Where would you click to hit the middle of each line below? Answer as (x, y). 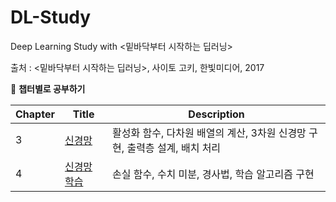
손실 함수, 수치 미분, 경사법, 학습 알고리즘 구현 (213, 174)
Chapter (35, 114)
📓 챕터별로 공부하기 (48, 88)
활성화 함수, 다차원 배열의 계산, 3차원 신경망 (209, 133)
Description (216, 114)
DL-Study (51, 17)
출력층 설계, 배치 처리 (174, 148)
